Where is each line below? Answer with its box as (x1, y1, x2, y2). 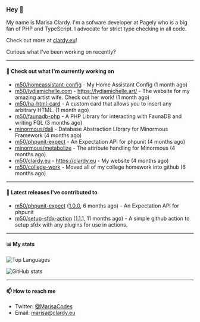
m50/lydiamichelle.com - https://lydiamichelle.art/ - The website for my (14, 87, 190, 94)
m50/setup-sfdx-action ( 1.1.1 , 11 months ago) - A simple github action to (14, 215, 190, 222)
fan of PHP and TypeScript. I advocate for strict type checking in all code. (6, 25, 187, 32)
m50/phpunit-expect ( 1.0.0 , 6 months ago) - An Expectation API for (14, 202, 180, 209)
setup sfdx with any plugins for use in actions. (14, 221, 128, 228)
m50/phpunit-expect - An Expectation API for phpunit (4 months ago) (14, 138, 186, 145)
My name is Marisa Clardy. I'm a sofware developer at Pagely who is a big (6, 19, 187, 26)
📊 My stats (6, 241, 35, 248)
